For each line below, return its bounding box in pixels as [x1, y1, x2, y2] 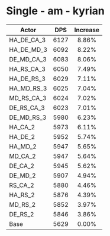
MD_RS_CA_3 [9, 94, 47, 102]
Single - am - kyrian [6, 4, 105, 18]
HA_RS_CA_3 [9, 64, 46, 73]
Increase [74, 26, 99, 34]
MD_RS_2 [9, 200, 36, 209]
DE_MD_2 [9, 171, 37, 179]
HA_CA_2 [9, 123, 35, 131]
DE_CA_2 [9, 162, 34, 170]
